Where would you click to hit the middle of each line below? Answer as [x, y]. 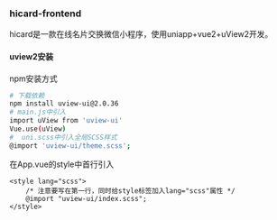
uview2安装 [32, 56]
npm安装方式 [34, 78]
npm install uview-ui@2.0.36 [64, 104]
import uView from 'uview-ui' [66, 121]
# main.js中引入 [38, 112]
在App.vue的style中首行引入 [62, 164]
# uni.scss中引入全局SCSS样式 [63, 137]
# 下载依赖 [27, 96]
